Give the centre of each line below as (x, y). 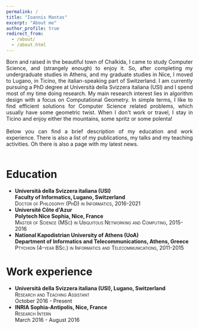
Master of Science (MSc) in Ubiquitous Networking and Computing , (91, 222)
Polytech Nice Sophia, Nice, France (59, 216)
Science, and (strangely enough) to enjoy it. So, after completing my (99, 68)
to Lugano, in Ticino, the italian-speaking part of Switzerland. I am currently (99, 80)
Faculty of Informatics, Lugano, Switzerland (70, 197)
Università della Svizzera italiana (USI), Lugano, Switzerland (90, 288)
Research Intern (33, 314)
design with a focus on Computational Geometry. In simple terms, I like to (99, 99)
